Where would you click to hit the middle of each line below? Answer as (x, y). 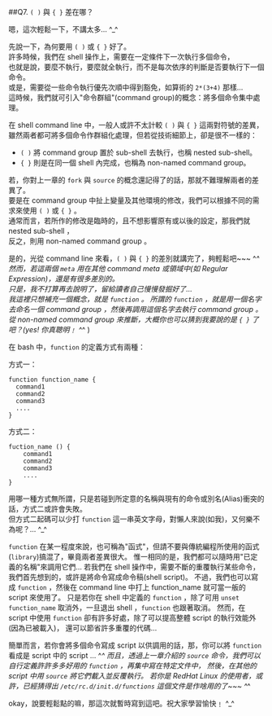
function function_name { (52, 380)
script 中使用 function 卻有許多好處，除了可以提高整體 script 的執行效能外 (132, 618)
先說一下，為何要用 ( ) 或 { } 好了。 (70, 46)
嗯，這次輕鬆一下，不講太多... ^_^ (63, 29)
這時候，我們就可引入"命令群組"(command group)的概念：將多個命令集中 (131, 97)
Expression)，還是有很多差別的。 (64, 279)
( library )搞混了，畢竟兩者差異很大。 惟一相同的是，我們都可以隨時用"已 (130, 557)
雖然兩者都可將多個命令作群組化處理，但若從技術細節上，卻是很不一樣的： (133, 135)
